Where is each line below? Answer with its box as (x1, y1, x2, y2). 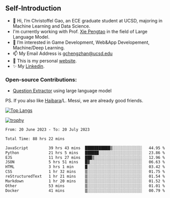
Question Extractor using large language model (12, 88, 112, 94)
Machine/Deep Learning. (12, 44, 65, 50)
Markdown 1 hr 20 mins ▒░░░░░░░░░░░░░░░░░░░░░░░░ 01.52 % (5, 178, 165, 184)
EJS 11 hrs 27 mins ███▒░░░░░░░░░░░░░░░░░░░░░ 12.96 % (5, 155, 165, 160)
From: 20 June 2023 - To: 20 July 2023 (5, 127, 90, 132)
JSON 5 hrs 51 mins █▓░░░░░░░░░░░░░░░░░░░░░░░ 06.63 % (5, 160, 165, 165)
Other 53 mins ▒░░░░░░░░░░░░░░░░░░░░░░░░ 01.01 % (5, 183, 165, 188)
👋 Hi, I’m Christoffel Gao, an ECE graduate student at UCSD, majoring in (12, 17, 163, 23)
